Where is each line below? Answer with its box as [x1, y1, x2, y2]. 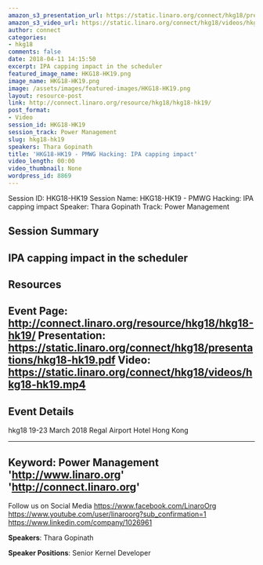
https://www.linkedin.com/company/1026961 [8, 518, 153, 527]
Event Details [8, 405, 74, 418]
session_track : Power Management [8, 128, 117, 136]
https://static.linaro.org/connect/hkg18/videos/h [8, 366, 253, 379]
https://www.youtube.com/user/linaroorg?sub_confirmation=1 [8, 509, 207, 519]
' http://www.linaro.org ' [8, 468, 124, 481]
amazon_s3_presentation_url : [8, 11, 103, 20]
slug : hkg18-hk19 [8, 135, 65, 144]
